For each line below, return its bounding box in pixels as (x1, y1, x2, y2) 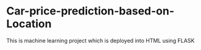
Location (6, 17, 52, 31)
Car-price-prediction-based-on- (6, 4, 175, 18)
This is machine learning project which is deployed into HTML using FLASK (6, 37, 195, 44)
